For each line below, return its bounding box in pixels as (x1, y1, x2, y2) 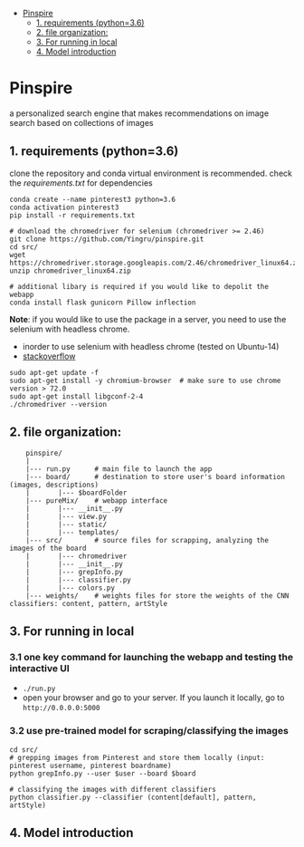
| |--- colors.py (25, 583, 116, 592)
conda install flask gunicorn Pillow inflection (9, 298, 196, 307)
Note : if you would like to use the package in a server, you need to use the (9, 313, 287, 324)
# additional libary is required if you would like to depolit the (9, 282, 270, 291)
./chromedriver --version (9, 399, 107, 409)
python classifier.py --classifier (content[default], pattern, (9, 793, 257, 802)
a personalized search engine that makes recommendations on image (9, 108, 270, 119)
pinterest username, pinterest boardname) (9, 761, 172, 770)
